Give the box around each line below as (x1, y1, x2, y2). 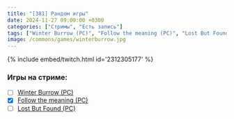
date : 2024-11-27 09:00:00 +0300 (7, 17, 104, 24)
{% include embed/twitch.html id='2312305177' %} (7, 55, 154, 63)
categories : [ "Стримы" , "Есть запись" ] (7, 23, 123, 30)
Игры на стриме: (7, 72, 68, 82)
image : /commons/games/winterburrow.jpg (7, 36, 127, 43)
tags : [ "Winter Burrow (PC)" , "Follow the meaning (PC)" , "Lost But (7, 29, 210, 37)
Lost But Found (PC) (17, 104, 76, 112)
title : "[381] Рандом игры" (7, 10, 89, 17)
